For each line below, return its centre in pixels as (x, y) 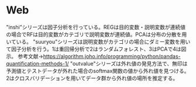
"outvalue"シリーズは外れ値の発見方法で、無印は (129, 63)
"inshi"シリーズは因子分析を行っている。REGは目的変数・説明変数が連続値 (96, 27)
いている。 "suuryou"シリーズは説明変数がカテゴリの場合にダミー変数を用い (98, 41)
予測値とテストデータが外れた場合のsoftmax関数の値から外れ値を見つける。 (98, 71)
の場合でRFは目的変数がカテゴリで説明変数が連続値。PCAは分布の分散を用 (97, 34)
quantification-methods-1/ (37, 63)
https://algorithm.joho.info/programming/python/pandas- (112, 56)
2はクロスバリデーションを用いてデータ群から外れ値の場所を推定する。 (92, 78)
